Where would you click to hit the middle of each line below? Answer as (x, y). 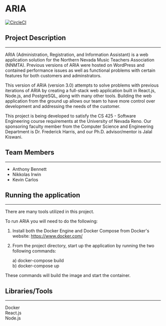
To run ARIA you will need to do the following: (51, 221)
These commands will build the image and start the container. (68, 275)
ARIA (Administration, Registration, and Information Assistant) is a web (77, 54)
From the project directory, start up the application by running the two (83, 246)
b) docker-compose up (36, 266)
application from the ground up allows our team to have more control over (80, 101)
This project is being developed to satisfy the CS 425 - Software (71, 116)
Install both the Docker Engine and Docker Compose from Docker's (81, 231)
